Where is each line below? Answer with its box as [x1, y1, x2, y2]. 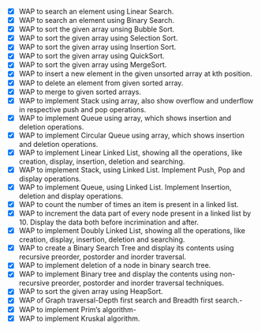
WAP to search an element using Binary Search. [18, 16, 175, 25]
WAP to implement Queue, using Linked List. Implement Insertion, [18, 182, 232, 192]
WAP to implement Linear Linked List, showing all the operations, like [18, 148, 243, 157]
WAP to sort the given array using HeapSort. [18, 287, 163, 296]
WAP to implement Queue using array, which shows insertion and [18, 113, 232, 122]
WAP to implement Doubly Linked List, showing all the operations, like [18, 226, 246, 235]
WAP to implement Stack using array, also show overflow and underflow [18, 96, 254, 105]
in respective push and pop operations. [18, 104, 147, 114]
